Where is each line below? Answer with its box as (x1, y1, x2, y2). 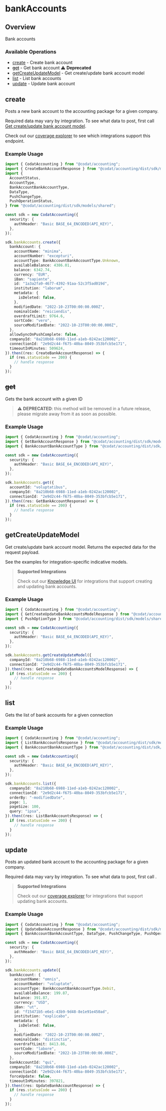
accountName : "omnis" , (14, 977, 61, 982)
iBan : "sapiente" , (14, 277, 52, 282)
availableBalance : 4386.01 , (14, 263, 72, 268)
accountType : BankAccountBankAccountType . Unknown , (14, 258, 121, 263)
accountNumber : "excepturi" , (14, 254, 74, 259)
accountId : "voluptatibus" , (9, 485, 68, 490)
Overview (5, 23, 36, 31)
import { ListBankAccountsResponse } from (5, 740, 94, 745)
